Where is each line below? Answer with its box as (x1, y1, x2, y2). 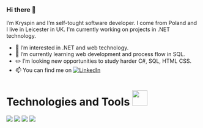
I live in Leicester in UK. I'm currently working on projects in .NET (6, 26, 170, 33)
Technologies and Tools (6, 95, 130, 109)
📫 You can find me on (15, 66, 72, 74)
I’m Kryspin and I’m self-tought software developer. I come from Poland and (6, 20, 197, 27)
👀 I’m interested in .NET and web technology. (15, 44, 129, 51)
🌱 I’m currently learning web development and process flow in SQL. (15, 51, 185, 58)
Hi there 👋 (6, 5, 37, 14)
